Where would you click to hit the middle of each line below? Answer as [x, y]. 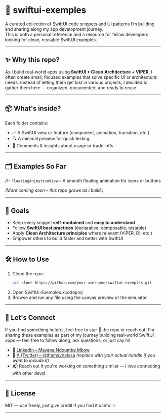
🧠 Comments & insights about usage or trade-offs [63, 145]
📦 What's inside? [33, 109]
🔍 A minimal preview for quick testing [51, 138]
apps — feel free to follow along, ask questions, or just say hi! [68, 340]
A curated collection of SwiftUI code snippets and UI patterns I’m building [80, 24]
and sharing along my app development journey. [54, 29]
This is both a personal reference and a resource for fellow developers [77, 34]
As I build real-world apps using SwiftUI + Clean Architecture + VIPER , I [79, 72]
